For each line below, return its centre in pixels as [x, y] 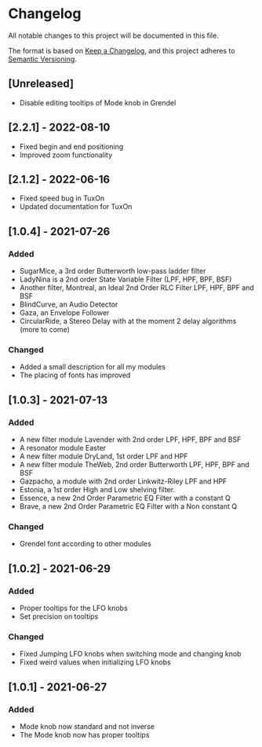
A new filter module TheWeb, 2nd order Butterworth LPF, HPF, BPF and [134, 465]
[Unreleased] [41, 84]
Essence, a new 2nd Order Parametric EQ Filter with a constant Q [125, 498]
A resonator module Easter [63, 448]
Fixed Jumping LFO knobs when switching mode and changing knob [130, 654]
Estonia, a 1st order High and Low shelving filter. [97, 490]
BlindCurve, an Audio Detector [69, 304]
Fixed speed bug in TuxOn [62, 198]
